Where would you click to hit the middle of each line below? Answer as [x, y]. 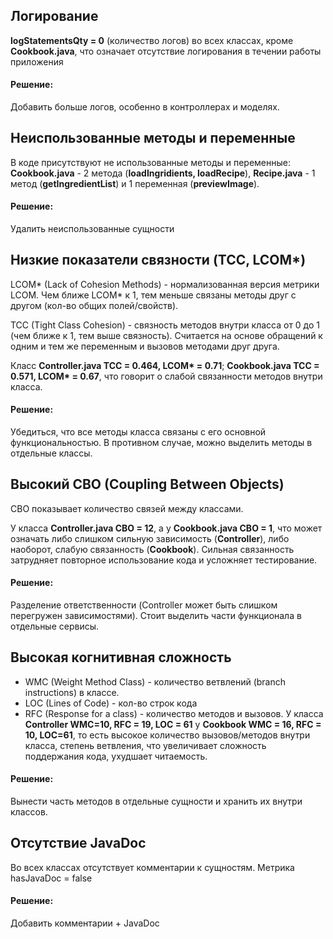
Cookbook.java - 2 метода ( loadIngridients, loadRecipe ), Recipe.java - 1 [163, 173]
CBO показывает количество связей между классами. [127, 508]
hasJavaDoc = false [51, 878]
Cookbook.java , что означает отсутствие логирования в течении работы [166, 51]
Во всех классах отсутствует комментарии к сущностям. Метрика [152, 867]
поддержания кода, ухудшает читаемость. [116, 756]
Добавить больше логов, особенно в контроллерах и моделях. [145, 107]
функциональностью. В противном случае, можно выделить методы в [161, 443]
